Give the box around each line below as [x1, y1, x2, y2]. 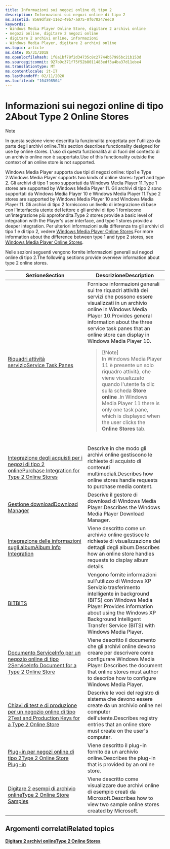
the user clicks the [102, 418, 146, 426]
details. [88, 563, 105, 570]
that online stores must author [88, 668, 159, 675]
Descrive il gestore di [88, 491, 138, 498]
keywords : [5, 21, 26, 27]
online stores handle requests [88, 476, 158, 483]
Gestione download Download [8, 501, 78, 508]
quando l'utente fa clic [102, 380, 155, 387]
